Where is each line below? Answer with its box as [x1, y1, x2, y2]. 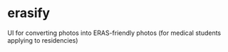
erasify [7, 5, 51, 21]
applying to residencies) [7, 36, 78, 44]
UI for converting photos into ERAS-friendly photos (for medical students [7, 28, 222, 37]
